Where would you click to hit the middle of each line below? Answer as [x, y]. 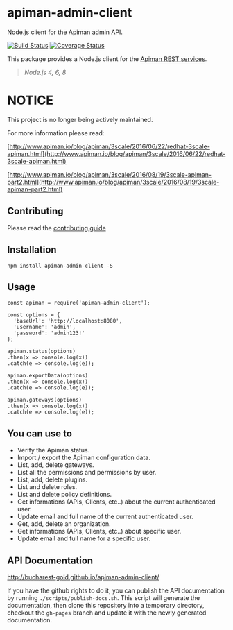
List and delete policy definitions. [64, 495]
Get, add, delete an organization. [64, 524]
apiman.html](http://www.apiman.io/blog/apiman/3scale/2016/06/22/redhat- [116, 153]
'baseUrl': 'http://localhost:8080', [68, 321]
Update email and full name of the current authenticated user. [105, 517]
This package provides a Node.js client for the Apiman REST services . [107, 59]
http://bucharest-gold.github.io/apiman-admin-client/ [83, 577]
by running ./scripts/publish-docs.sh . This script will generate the [104, 597]
